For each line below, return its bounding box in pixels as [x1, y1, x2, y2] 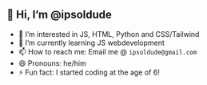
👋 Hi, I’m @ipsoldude [6, 8, 113, 22]
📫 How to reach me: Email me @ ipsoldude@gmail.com [18, 47, 197, 56]
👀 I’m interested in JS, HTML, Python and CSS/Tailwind [18, 29, 200, 38]
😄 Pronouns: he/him [18, 58, 86, 68]
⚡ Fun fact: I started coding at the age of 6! [18, 67, 160, 77]
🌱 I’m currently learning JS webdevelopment [18, 38, 165, 47]
